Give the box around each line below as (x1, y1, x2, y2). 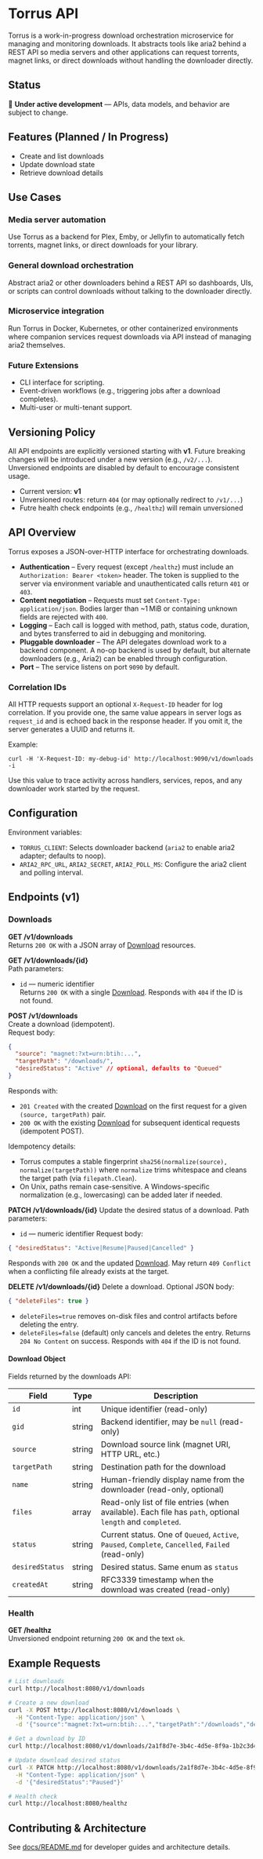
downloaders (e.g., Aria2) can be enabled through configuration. (19, 653, 229, 663)
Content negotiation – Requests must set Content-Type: (19, 595, 201, 604)
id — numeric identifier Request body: (19, 1229, 143, 1238)
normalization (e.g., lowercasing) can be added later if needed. (19, 1190, 223, 1200)
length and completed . (100, 1516, 182, 1527)
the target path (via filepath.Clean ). (19, 1173, 137, 1182)
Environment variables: (8, 827, 82, 837)
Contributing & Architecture (8, 1821, 147, 1835)
